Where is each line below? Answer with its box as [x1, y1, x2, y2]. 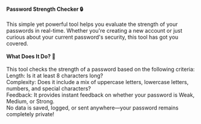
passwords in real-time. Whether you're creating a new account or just [6, 27, 183, 34]
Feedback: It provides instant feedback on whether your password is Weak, [6, 91, 195, 99]
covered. [6, 40, 28, 47]
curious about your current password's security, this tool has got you [6, 33, 179, 41]
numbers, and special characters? [6, 85, 91, 92]
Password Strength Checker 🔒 [6, 5, 84, 13]
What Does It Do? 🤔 [6, 53, 56, 60]
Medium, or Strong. [6, 98, 54, 105]
